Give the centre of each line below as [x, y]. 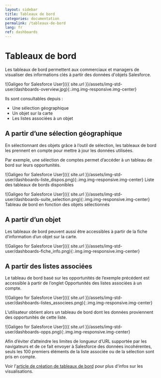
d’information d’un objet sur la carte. [41, 236]
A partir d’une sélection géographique [64, 134]
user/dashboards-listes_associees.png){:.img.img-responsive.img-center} [79, 303]
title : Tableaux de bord [30, 14]
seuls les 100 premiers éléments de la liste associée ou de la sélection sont [80, 352]
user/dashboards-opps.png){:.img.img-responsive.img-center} [68, 332]
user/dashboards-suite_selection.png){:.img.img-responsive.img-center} [77, 199]
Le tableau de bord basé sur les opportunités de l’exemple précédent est [77, 278]
